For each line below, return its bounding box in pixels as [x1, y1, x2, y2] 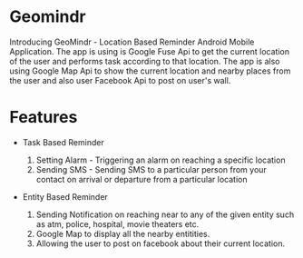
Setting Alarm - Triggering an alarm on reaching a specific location [35, 154, 286, 165]
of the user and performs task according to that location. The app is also [9, 55, 280, 66]
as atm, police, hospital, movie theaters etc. [35, 218, 200, 229]
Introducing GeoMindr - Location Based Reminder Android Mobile [9, 36, 255, 47]
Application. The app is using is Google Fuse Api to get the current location [9, 45, 290, 56]
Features [9, 107, 78, 128]
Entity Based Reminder [22, 191, 109, 202]
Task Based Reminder [22, 136, 104, 147]
